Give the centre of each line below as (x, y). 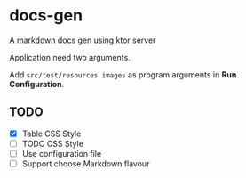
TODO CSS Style (53, 143)
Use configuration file (62, 153)
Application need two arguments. (70, 57)
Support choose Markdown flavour (86, 163)
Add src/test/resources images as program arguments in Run (123, 74)
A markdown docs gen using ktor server (83, 40)
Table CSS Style (52, 133)
